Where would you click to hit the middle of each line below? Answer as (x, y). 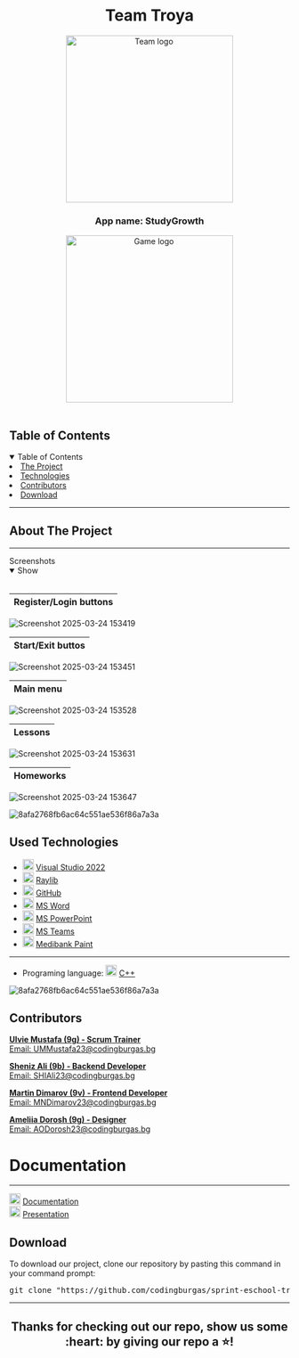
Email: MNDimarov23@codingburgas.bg (83, 1102)
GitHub (48, 893)
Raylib (47, 879)
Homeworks (40, 775)
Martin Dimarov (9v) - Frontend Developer (89, 1093)
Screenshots (32, 560)
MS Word (53, 905)
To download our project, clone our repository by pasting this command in (145, 1264)
